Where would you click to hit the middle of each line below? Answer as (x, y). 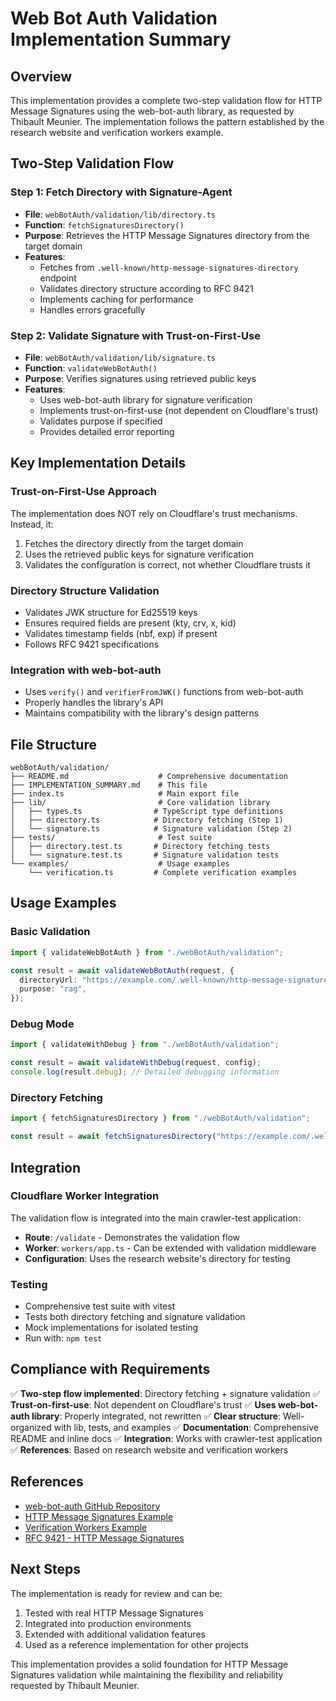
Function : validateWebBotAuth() (91, 368)
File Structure (53, 744)
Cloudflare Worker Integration (85, 1196)
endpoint (58, 278)
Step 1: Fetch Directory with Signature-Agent (121, 192)
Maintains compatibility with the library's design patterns (142, 713)
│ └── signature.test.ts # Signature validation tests (145, 855)
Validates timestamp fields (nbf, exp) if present (121, 633)
